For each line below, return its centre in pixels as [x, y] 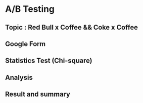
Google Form [25, 44]
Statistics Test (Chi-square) [49, 61]
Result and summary [38, 94]
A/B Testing [30, 9]
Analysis [19, 77]
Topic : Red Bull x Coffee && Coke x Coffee [71, 27]
